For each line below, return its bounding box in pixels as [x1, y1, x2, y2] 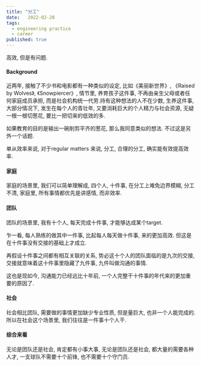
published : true [6, 37, 47, 43]
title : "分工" [6, 8, 40, 15]
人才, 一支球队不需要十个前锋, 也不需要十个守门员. [6, 353, 130, 361]
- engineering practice [11, 25, 71, 32]
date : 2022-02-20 [6, 14, 55, 20]
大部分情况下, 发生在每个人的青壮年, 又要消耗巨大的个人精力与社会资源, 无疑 [6, 104, 194, 112]
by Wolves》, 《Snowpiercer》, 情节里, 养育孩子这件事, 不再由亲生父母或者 [6, 89, 185, 97]
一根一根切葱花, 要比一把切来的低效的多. [6, 112, 106, 119]
